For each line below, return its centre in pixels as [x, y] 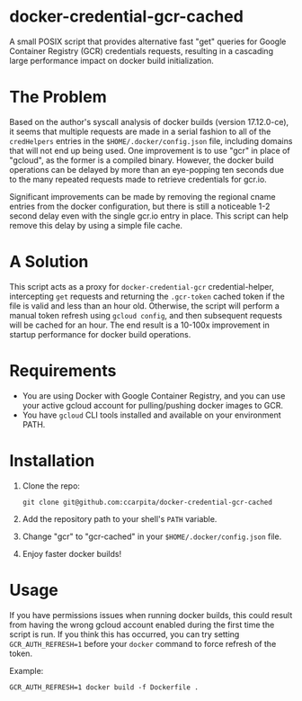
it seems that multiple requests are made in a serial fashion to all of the [140, 131]
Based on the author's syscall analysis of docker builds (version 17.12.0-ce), [149, 121]
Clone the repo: [51, 485]
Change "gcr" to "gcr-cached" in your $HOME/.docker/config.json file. [152, 536]
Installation [52, 460]
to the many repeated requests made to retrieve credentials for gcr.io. [138, 179]
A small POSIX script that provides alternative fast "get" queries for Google [148, 41]
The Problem [58, 97]
